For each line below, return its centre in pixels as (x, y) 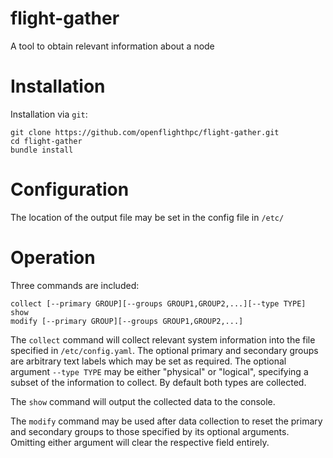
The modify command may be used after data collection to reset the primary (166, 421)
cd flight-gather (46, 141)
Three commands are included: (75, 285)
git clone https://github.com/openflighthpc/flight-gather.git (145, 132)
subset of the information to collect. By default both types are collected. (158, 382)
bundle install (42, 150)
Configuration (70, 189)
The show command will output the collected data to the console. (143, 401)
